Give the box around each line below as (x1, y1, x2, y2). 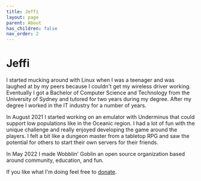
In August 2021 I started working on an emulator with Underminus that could (6, 113, 195, 121)
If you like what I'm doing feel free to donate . (6, 168, 117, 176)
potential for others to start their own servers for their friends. (6, 139, 159, 146)
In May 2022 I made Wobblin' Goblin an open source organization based (6, 151, 185, 158)
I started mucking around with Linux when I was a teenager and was (6, 76, 175, 84)
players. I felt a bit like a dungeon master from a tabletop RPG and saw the (6, 133, 190, 140)
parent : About (6, 20, 42, 26)
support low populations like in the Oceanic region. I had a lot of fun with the (6, 120, 195, 127)
